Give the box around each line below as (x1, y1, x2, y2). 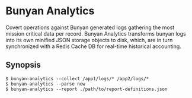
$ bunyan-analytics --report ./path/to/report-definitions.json (5, 86, 168, 92)
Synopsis (5, 60, 41, 70)
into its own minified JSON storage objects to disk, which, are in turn (5, 36, 173, 43)
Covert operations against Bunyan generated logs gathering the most (5, 24, 175, 31)
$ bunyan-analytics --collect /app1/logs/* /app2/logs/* (5, 75, 149, 81)
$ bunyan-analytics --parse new (5, 81, 85, 87)
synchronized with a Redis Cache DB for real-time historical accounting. (5, 43, 181, 50)
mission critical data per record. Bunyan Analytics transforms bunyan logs (5, 30, 186, 37)
